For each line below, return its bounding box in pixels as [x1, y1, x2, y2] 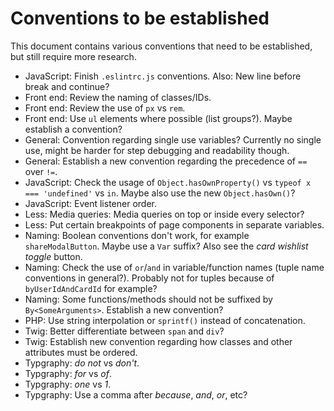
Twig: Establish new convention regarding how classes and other [24, 335, 293, 347]
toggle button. [24, 250, 83, 262]
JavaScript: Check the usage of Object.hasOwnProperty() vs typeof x [24, 176, 312, 188]
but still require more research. [10, 50, 137, 62]
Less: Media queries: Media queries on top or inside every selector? [24, 208, 305, 220]
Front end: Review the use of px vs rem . [24, 102, 186, 114]
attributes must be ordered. [24, 346, 138, 358]
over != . [24, 165, 58, 177]
